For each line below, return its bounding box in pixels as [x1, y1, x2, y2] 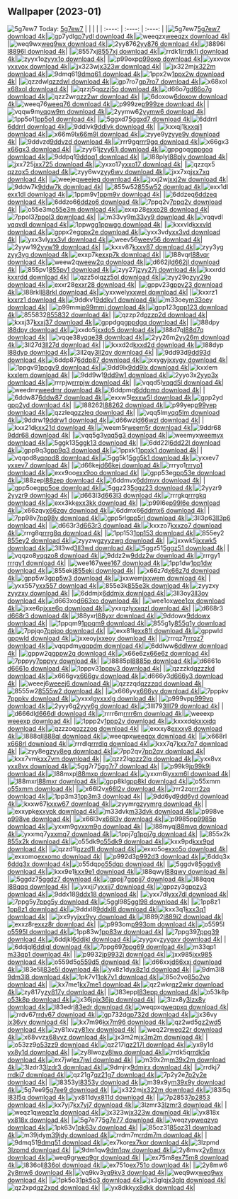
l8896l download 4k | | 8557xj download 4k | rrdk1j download [7, 47, 229, 55]
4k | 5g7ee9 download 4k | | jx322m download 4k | [7, 1085, 205, 1093]
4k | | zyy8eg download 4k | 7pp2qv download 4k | [7, 746, 205, 755]
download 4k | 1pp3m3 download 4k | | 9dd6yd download [7, 792, 229, 800]
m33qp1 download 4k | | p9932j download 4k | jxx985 [7, 950, 212, 958]
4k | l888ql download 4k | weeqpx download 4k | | [7, 732, 201, 740]
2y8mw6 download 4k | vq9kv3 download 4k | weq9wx [7, 1168, 224, 1176]
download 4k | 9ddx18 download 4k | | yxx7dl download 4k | [7, 890, 229, 898]
